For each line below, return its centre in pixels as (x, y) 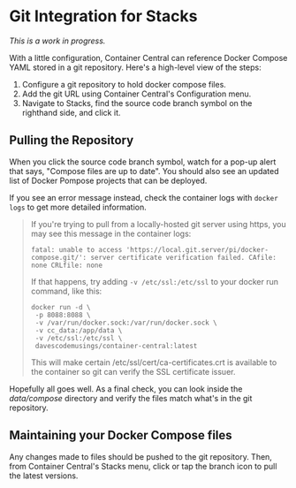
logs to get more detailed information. (78, 207)
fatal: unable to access (76, 249)
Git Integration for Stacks (103, 16)
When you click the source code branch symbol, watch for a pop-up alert (143, 162)
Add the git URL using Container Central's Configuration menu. (137, 94)
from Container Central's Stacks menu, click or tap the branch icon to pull (143, 466)
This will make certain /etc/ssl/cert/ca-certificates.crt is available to (154, 362)
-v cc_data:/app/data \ (79, 330)
